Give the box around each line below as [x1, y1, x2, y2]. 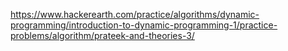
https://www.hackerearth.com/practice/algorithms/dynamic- [10, 9, 260, 20]
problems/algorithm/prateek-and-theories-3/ [10, 30, 195, 41]
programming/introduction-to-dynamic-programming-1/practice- [10, 19, 278, 31]
